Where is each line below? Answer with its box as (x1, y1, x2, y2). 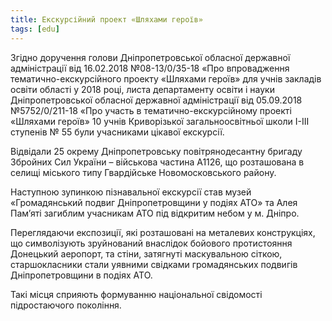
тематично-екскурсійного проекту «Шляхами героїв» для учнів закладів (10, 72, 322, 85)
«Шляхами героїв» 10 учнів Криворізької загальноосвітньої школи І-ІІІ (10, 115, 310, 127)
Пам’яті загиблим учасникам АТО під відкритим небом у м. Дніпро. (10, 207, 300, 219)
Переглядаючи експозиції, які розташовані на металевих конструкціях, (10, 226, 316, 238)
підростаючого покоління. (10, 299, 122, 311)
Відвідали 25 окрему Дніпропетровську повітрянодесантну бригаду (10, 145, 303, 157)
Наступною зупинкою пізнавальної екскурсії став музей (10, 186, 252, 198)
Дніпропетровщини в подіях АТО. (10, 269, 153, 281)
